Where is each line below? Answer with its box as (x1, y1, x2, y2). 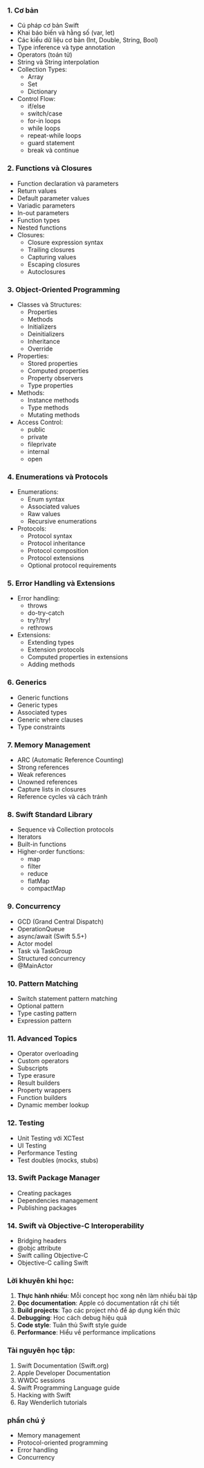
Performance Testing (17, 1148, 77, 1157)
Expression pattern (17, 1016, 71, 1025)
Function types (17, 216, 60, 224)
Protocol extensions (27, 554, 85, 562)
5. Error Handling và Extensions (7, 578, 115, 588)
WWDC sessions (17, 1376, 66, 1384)
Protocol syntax (27, 532, 73, 540)
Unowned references (17, 778, 78, 787)
